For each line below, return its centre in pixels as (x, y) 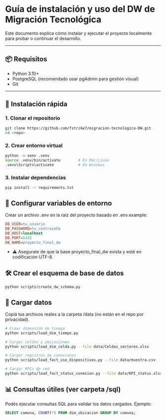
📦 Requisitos (26, 59)
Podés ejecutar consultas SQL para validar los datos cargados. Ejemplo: (79, 404)
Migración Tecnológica (53, 19)
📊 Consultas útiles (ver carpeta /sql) (63, 390)
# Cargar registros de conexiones (41, 355)
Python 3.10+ (26, 73)
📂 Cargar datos (29, 302)
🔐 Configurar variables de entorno (59, 203)
